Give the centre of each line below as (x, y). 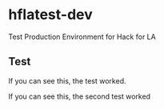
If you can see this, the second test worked (79, 96)
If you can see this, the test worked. (67, 80)
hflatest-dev (51, 15)
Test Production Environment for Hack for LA (82, 37)
